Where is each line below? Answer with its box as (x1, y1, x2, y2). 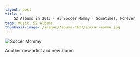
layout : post (5, 7, 31, 12)
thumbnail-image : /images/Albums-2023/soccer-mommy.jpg (5, 25, 120, 30)
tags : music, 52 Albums (5, 20, 53, 26)
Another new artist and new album (5, 48, 74, 54)
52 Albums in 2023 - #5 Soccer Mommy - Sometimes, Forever (14, 16, 136, 21)
